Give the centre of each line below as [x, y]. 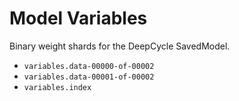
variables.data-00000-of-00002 [89, 66]
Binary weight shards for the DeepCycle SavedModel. [120, 46]
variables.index [57, 87]
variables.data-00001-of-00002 [89, 77]
